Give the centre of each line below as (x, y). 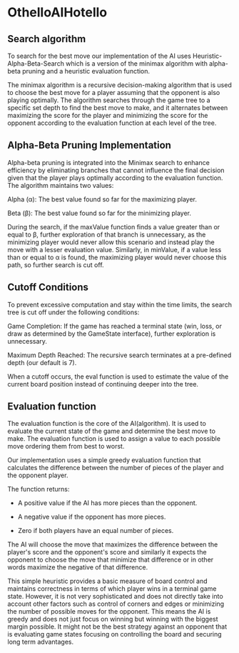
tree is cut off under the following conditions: (73, 312)
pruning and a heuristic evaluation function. (86, 71)
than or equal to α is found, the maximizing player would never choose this (117, 257)
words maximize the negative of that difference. (78, 567)
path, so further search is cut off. (56, 264)
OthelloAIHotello (57, 13)
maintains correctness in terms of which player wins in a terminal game (112, 589)
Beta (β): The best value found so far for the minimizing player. (99, 213)
